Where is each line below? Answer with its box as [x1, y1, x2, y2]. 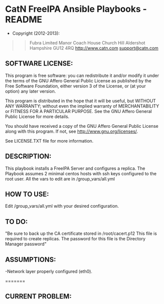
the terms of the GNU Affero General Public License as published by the [5, 77, 152, 83]
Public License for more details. [5, 114, 70, 119]
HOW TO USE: [5, 190, 49, 198]
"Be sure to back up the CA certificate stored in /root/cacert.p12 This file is [5, 230, 157, 236]
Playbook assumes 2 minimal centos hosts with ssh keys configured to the [5, 170, 157, 176]
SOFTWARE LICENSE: [5, 59, 73, 68]
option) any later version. [5, 88, 56, 94]
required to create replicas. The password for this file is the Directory [5, 236, 146, 242]
